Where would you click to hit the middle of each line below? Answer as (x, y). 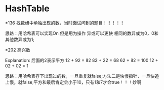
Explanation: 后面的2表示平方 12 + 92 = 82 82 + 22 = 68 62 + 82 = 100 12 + (82, 60)
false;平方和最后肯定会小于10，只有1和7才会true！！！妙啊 (82, 82)
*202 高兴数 (18, 50)
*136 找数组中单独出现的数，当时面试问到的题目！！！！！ (65, 23)
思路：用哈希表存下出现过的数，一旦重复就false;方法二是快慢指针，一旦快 (80, 76)
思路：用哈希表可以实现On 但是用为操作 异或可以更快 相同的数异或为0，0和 (82, 33)
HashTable (27, 9)
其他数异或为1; (20, 39)
